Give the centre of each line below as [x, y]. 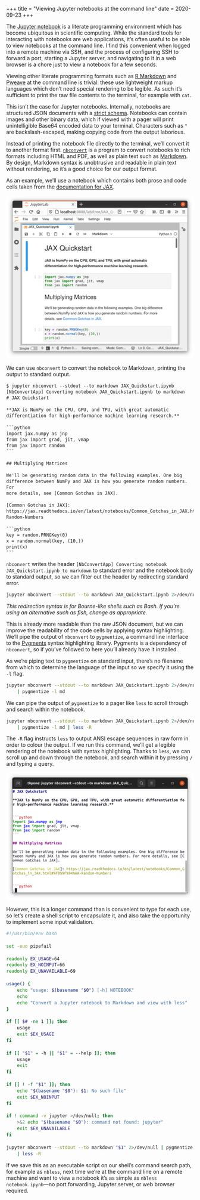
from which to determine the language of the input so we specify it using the [100, 667]
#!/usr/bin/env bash [32, 933]
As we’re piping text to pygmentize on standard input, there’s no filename [95, 661]
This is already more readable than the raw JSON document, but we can [95, 624]
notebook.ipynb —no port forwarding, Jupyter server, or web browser [90, 1184]
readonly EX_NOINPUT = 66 [36, 965]
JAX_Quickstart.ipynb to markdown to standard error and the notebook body [100, 570]
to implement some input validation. [50, 922]
